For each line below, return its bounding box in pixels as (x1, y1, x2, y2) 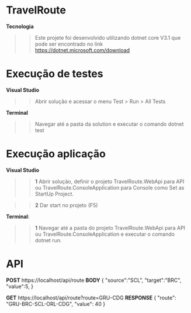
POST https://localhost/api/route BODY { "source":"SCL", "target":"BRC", (6, 276, 182, 284)
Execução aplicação (6, 147, 106, 161)
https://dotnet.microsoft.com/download (34, 46, 130, 53)
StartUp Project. (34, 190, 74, 197)
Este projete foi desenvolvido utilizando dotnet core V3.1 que (34, 34, 181, 41)
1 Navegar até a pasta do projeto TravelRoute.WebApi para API (34, 224, 186, 231)
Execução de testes (6, 67, 103, 81)
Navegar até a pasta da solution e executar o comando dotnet (34, 121, 184, 128)
